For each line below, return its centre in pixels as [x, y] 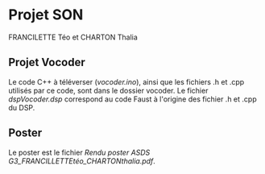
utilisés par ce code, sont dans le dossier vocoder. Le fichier [108, 90]
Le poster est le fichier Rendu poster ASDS [79, 152]
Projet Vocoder [47, 62]
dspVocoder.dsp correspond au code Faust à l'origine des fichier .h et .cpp [132, 99]
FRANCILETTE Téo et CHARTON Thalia [73, 37]
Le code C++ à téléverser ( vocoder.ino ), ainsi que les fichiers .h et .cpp [126, 81]
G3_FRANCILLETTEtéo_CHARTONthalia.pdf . [82, 161]
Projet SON [46, 15]
